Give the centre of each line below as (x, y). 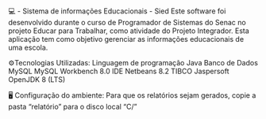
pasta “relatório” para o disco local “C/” (73, 106)
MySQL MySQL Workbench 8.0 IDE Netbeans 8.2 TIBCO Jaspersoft (119, 71)
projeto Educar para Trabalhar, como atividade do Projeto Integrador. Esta (129, 31)
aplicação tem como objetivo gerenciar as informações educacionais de (126, 39)
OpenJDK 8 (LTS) (37, 80)
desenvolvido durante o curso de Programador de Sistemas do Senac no (127, 22)
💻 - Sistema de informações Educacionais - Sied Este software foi (117, 11)
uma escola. (28, 47)
